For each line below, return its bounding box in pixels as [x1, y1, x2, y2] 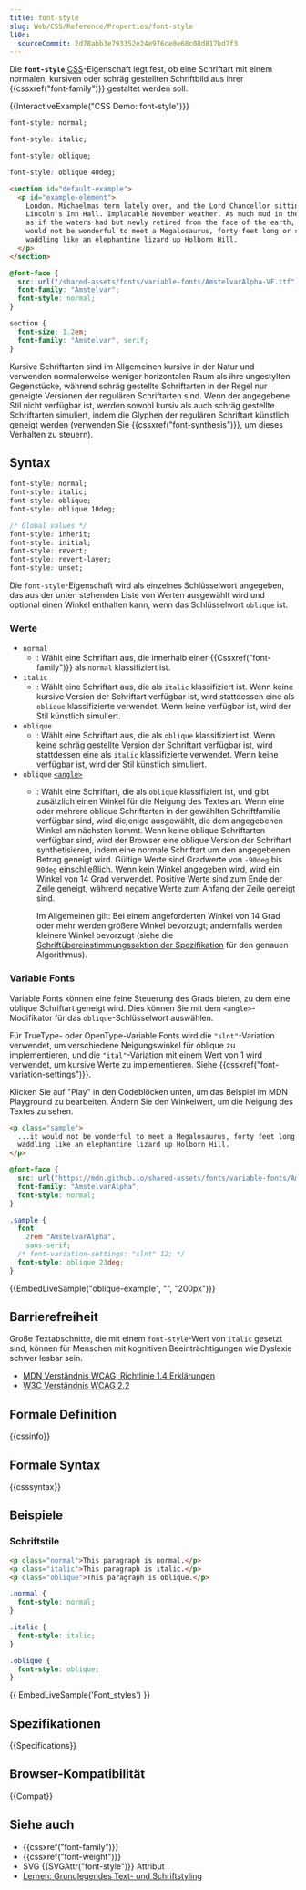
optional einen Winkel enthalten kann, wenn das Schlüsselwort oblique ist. [9, 599, 289, 611]
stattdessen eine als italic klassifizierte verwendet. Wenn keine [36, 749, 279, 760]
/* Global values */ [9, 521, 88, 530]
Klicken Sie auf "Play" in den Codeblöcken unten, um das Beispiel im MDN [9, 1086, 289, 1097]
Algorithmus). [36, 949, 88, 960]
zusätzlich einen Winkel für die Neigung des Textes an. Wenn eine [36, 796, 285, 807]
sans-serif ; [25, 1241, 71, 1250]
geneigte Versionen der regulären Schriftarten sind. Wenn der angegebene [9, 389, 291, 401]
